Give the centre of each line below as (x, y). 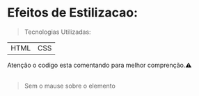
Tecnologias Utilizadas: (58, 32)
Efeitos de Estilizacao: (72, 13)
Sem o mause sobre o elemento (70, 86)
